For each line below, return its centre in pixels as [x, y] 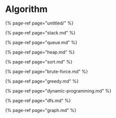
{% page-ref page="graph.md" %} [41, 110]
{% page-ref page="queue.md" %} [41, 42]
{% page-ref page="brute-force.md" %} [47, 71]
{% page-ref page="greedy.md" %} [42, 81]
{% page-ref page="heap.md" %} [40, 52]
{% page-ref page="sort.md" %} [39, 61]
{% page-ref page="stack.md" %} [40, 32]
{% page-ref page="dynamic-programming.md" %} [58, 90]
